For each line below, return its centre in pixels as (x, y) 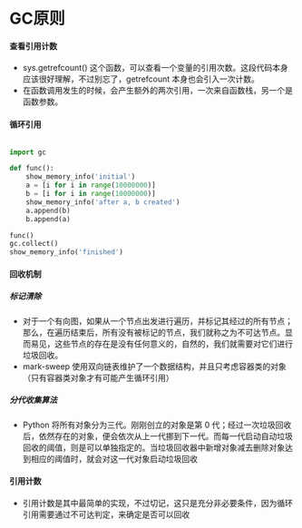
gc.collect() (34, 244)
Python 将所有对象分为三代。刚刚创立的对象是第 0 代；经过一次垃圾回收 (157, 425)
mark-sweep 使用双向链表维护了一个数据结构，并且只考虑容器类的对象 (155, 366)
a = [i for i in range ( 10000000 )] (91, 186)
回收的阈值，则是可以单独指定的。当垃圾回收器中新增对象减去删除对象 (154, 447)
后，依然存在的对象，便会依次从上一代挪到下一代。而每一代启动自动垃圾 (157, 435)
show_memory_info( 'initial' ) (81, 177)
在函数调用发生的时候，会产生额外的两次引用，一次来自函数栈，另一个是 (157, 91)
